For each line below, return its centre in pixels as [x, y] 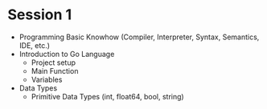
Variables [47, 79]
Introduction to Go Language [67, 54]
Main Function [55, 71]
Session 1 [40, 15]
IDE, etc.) [34, 45]
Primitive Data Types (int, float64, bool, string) [107, 96]
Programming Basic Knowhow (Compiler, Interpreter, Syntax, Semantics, [139, 37]
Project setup [53, 63]
